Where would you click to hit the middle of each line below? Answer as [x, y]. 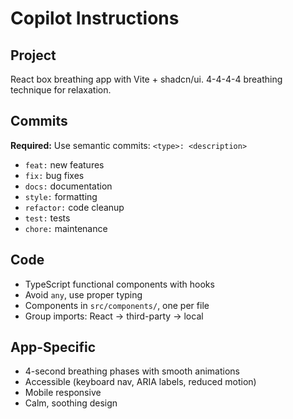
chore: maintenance [66, 228]
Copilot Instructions [95, 18]
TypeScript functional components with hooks [119, 284]
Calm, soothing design [71, 403]
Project [33, 55]
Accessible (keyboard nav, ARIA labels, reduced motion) [140, 382]
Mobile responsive [63, 393]
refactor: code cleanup [74, 207]
